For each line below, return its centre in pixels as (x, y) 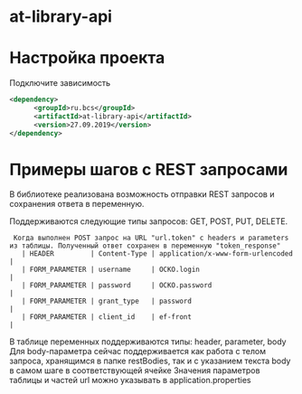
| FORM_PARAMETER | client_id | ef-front (107, 317)
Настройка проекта (87, 58)
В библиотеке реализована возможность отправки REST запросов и (142, 194)
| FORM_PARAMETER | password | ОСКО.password (117, 286)
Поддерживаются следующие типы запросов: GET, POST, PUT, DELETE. (149, 221)
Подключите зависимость (60, 83)
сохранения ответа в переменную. (77, 204)
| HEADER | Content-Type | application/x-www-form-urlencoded (157, 254)
